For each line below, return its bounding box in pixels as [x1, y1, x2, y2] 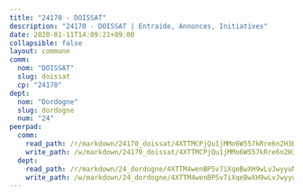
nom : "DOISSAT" [17, 64, 75, 73]
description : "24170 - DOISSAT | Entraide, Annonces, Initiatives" [9, 22, 269, 31]
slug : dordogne [17, 106, 75, 115]
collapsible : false [9, 38, 83, 48]
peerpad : [9, 123, 42, 132]
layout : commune [9, 47, 70, 56]
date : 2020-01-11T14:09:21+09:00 [9, 30, 135, 39]
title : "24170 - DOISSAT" [9, 13, 106, 23]
